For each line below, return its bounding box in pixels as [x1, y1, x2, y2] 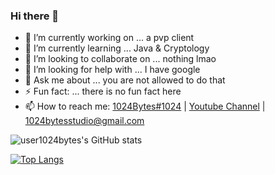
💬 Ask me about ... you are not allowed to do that [24, 74, 226, 86]
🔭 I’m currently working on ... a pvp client [24, 32, 195, 44]
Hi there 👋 [10, 9, 60, 23]
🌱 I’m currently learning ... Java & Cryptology [24, 42, 210, 54]
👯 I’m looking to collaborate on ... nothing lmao [24, 53, 217, 65]
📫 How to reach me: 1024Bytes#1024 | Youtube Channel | [24, 100, 266, 113]
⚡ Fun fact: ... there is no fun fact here [24, 85, 182, 98]
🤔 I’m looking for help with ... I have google [24, 64, 201, 76]
